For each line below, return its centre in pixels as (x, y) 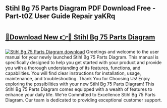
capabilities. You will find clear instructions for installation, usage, (73, 73)
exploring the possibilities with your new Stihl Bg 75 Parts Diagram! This (80, 84)
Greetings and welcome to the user (123, 52)
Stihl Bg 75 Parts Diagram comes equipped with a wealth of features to (79, 89)
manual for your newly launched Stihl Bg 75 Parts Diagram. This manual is (82, 57)
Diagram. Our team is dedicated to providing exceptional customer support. (84, 100)
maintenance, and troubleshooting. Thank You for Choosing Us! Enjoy (78, 78)
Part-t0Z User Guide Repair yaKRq (60, 16)
